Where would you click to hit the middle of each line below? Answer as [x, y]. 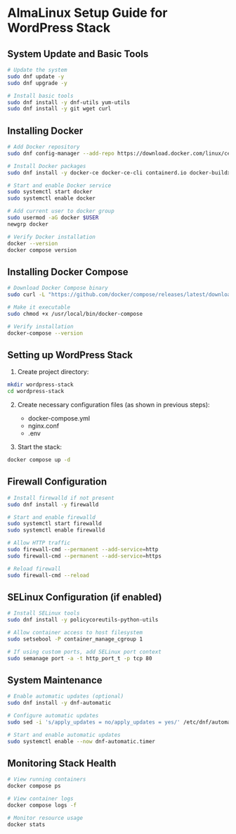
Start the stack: [39, 447]
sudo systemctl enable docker [52, 198]
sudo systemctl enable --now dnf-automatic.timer [81, 741]
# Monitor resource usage [45, 818]
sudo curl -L [26, 295]
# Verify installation [40, 326]
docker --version [33, 243]
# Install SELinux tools [44, 613]
